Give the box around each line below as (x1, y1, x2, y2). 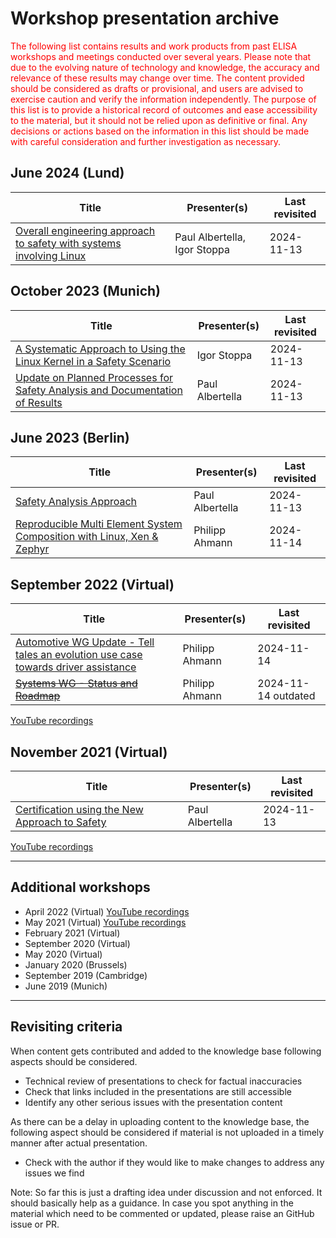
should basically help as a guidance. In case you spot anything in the (10, 1197, 294, 1209)
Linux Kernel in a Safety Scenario (15, 354, 172, 368)
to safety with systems (15, 236, 122, 250)
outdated (273, 689, 316, 703)
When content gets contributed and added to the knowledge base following (10, 1045, 322, 1057)
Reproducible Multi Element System (15, 517, 183, 531)
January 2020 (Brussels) (24, 958, 128, 971)
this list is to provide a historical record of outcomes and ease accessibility (10, 103, 318, 116)
